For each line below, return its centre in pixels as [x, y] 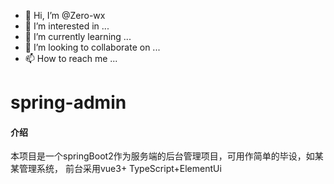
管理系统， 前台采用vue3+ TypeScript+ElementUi [120, 169]
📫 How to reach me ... [71, 58]
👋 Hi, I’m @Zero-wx [65, 15]
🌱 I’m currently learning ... [78, 36]
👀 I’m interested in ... [67, 26]
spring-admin [68, 102]
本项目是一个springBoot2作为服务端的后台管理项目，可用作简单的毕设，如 [162, 156]
